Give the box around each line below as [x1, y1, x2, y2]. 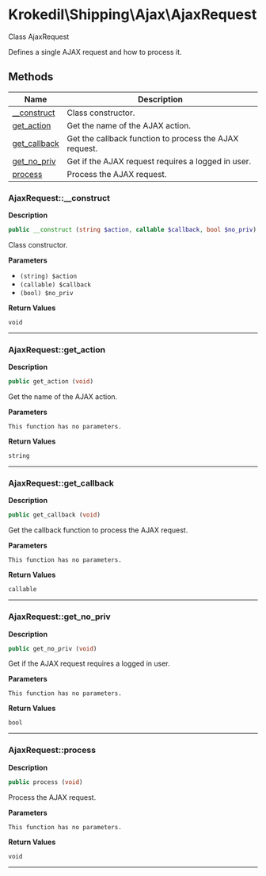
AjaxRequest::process [8, 744, 97, 755]
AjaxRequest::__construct [8, 192, 111, 203]
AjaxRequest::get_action [8, 344, 105, 355]
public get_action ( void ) [8, 378, 93, 386]
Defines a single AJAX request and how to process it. [8, 47, 182, 56]
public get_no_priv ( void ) [8, 644, 97, 652]
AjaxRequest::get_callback [8, 478, 115, 489]
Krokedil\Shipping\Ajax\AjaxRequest [8, 6, 257, 24]
